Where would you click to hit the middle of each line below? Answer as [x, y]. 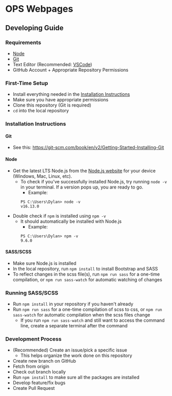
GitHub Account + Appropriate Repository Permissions [70, 70]
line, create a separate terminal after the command [74, 326]
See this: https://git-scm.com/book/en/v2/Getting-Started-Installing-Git [88, 148]
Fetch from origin [31, 366]
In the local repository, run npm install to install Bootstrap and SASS [85, 268]
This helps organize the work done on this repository [76, 356]
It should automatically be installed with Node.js [71, 221]
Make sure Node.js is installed [44, 263]
